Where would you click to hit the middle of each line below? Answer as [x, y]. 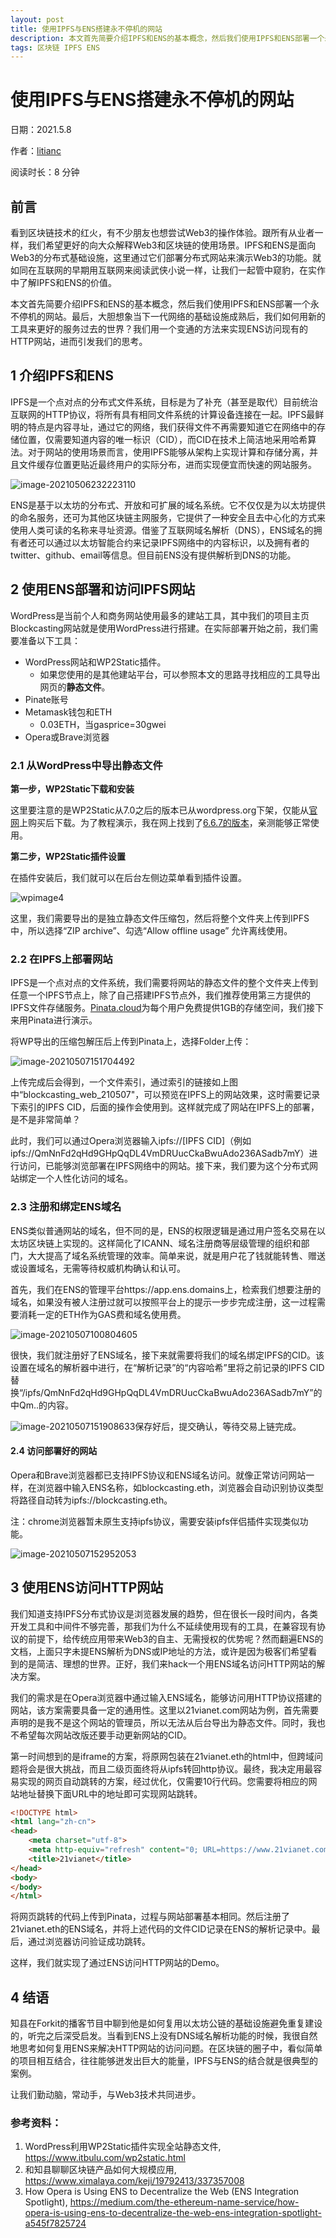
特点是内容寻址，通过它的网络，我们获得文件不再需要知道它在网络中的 [172, 427]
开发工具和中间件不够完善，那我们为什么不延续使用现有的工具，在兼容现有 [163, 1626]
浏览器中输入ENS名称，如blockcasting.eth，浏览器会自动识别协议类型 [180, 1487]
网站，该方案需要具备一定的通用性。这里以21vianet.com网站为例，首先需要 [165, 1710]
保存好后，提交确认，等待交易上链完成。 [218, 1426]
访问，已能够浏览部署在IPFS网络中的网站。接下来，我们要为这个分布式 [164, 1166]
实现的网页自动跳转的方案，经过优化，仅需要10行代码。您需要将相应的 [163, 1781]
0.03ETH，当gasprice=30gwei [103, 724]
